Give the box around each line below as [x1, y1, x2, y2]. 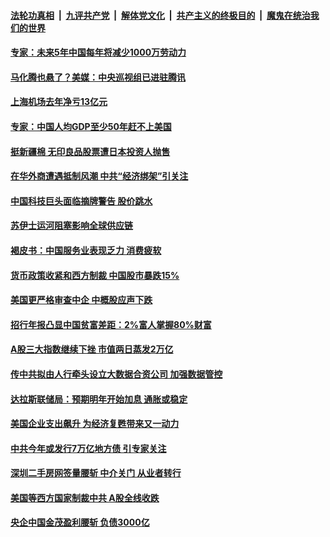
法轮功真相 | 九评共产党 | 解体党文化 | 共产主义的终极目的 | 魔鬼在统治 [10, 9, 311, 21]
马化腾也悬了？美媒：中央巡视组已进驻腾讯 [10, 71, 186, 83]
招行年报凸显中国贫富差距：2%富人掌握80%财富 [10, 318, 212, 330]
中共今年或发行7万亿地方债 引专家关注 [10, 442, 167, 454]
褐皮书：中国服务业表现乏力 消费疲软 [10, 244, 162, 256]
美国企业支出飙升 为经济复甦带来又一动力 [10, 418, 180, 430]
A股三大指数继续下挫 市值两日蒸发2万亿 [10, 343, 174, 355]
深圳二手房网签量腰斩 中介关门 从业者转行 [10, 467, 182, 479]
